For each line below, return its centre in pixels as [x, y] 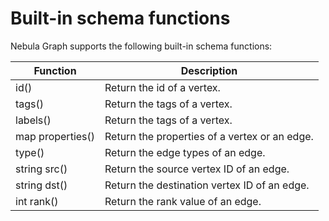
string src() [41, 169]
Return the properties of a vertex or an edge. [209, 136]
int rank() [37, 201]
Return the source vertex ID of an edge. [197, 169]
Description [209, 70]
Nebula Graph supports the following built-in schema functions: [141, 46]
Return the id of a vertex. [162, 87]
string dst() [41, 185]
